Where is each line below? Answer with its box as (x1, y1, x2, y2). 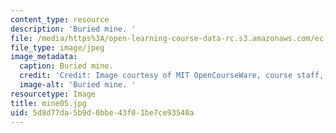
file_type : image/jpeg (10, 42, 105, 53)
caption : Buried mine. (19, 61, 114, 71)
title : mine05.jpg (10, 98, 87, 108)
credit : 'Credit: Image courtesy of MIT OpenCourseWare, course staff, (19, 71, 325, 81)
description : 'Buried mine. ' (10, 24, 137, 34)
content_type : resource (10, 14, 110, 25)
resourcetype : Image (10, 89, 97, 99)
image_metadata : (10, 52, 78, 62)
